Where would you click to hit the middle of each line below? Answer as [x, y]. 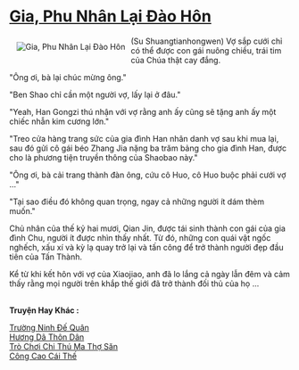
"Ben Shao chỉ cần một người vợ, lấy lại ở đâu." [95, 95]
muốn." [22, 210]
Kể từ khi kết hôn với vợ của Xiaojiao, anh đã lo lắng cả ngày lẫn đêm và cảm [149, 274]
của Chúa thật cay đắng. [176, 60]
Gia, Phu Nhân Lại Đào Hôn [110, 16]
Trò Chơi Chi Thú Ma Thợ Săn [64, 346]
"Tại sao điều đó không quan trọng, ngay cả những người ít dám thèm [137, 201]
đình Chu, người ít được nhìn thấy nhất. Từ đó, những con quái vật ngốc [140, 237]
